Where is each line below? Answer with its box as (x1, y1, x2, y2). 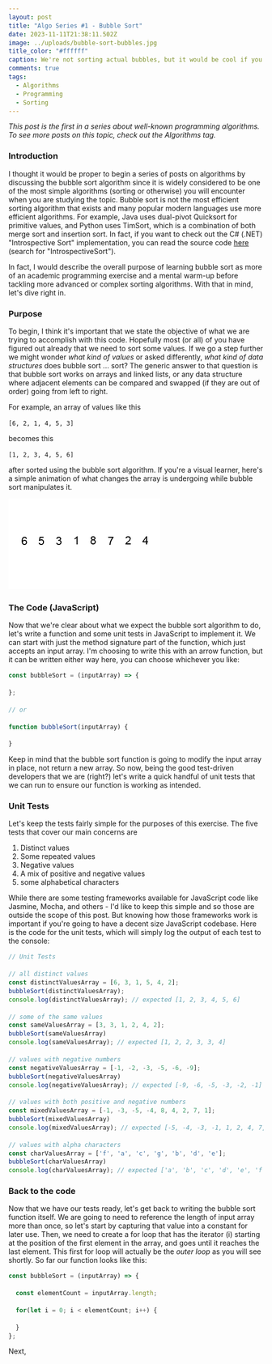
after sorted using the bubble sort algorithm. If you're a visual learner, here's (8, 465, 263, 474)
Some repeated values (19, 852, 96, 861)
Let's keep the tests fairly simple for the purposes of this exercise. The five (8, 818, 258, 829)
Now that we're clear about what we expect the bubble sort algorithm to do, (8, 620, 261, 631)
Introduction (8, 151, 58, 162)
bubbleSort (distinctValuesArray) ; (8, 987, 125, 995)
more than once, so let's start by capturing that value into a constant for (8, 1221, 249, 1230)
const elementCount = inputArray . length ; (15, 1290, 158, 1298)
